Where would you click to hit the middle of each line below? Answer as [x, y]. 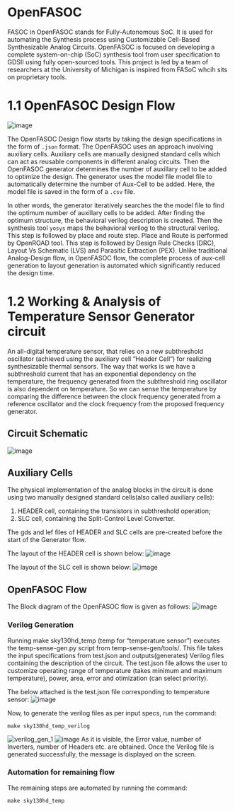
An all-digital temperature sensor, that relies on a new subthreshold [105, 351]
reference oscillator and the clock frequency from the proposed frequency [116, 403]
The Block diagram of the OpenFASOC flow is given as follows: [99, 606]
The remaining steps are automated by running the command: [97, 788]
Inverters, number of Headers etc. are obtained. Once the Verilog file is [111, 747]
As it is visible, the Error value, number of [141, 739]
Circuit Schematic [48, 433]
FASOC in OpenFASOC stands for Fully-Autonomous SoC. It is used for [110, 32]
